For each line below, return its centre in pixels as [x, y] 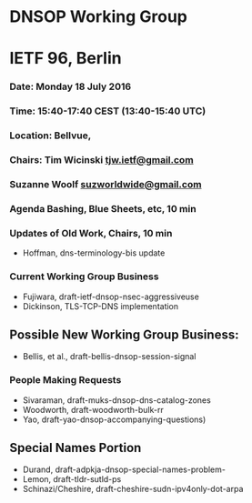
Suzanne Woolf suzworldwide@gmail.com [106, 184]
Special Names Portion [76, 448]
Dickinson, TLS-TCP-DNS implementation [101, 306]
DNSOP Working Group [99, 17]
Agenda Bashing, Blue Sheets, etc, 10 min [103, 208]
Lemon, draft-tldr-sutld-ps [72, 479]
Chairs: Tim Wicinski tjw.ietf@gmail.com [101, 160]
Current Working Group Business [84, 277]
